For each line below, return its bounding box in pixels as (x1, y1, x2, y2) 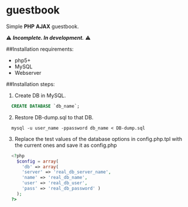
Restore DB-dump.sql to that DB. (14, 113, 94, 120)
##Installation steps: (6, 80, 55, 88)
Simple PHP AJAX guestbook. (6, 23, 79, 30)
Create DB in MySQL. (14, 92, 66, 99)
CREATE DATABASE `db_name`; (11, 103, 80, 109)
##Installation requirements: (6, 45, 74, 53)
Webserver (14, 69, 42, 76)
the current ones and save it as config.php (14, 142, 117, 149)
